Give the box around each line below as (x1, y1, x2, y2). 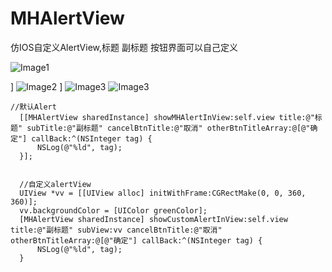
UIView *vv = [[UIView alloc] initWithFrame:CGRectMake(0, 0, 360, (19, 188, 307, 198)
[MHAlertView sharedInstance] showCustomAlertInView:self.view (19, 214, 288, 224)
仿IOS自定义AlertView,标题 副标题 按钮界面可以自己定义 (10, 41, 238, 53)
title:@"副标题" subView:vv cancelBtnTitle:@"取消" (10, 225, 223, 235)
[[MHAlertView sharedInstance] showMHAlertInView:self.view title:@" (19, 112, 315, 122)
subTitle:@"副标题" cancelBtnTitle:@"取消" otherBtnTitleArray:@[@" (26, 123, 311, 133)
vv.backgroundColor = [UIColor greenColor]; (19, 205, 208, 216)
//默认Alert (10, 102, 57, 112)
